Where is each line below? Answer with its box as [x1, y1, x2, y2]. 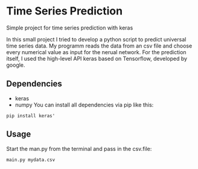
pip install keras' [6, 112, 56, 118]
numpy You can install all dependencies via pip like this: [14, 101, 154, 108]
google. [6, 61, 25, 69]
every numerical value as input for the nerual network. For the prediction [6, 48, 187, 55]
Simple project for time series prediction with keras [6, 24, 133, 31]
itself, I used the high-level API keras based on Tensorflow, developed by [6, 55, 188, 62]
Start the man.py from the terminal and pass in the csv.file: [6, 145, 152, 152]
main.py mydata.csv [6, 156, 56, 163]
